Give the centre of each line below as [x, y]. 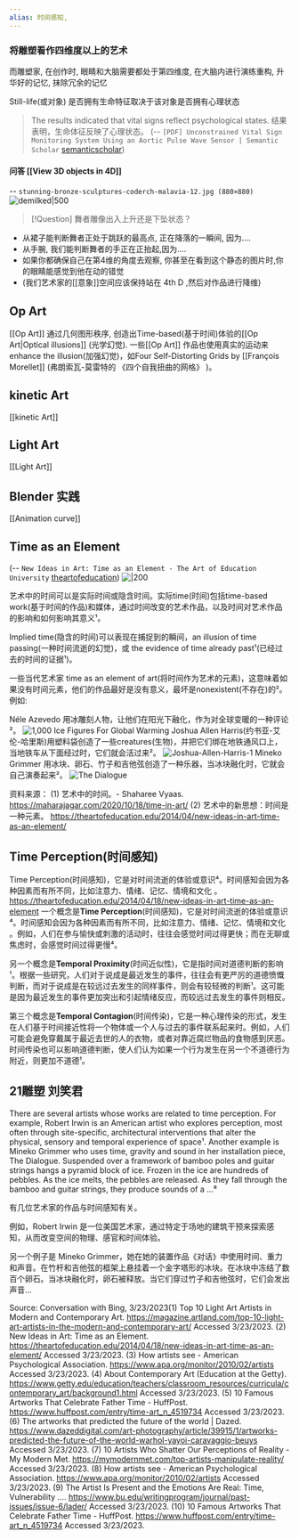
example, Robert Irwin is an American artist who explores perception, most [146, 1122]
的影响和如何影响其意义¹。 [57, 618]
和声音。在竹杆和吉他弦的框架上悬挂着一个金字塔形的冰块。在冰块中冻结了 [145, 1267]
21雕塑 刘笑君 [46, 1091]
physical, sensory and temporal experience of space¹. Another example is [144, 1142]
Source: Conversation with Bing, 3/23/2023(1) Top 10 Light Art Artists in [141, 1307]
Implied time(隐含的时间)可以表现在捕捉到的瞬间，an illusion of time [133, 637]
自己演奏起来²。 [39, 775]
